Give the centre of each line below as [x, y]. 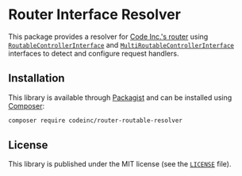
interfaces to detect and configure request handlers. [94, 53]
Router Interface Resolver [94, 15]
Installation [36, 78]
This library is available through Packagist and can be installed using [120, 98]
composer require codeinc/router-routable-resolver [95, 121]
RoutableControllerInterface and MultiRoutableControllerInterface [121, 44]
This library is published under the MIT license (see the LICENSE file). [120, 164]
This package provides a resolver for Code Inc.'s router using [108, 36]
